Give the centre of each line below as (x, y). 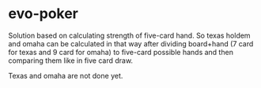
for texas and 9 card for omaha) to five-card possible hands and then (121, 52)
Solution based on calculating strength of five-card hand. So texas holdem (129, 35)
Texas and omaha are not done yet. (66, 75)
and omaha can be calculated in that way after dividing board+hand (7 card (131, 43)
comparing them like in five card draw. (70, 60)
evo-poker (43, 14)
